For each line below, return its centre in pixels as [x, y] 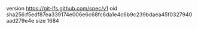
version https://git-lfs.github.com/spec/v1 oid [62, 8]
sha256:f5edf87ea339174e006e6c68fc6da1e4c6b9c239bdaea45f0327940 [99, 14]
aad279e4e [20, 21]
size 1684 [48, 21]
